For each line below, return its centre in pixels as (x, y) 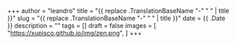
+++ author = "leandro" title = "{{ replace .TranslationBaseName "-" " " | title (118, 11)
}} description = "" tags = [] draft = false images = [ (82, 25)
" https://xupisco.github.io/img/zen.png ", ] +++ (75, 33)
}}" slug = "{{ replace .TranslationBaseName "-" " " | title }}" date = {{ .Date (116, 18)
